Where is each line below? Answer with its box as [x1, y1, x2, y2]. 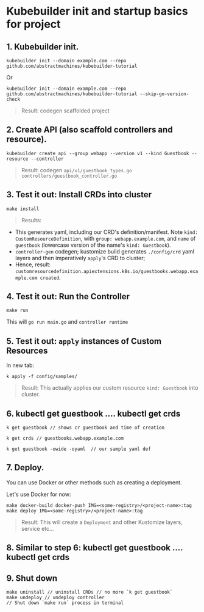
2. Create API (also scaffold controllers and [6, 125, 173, 135]
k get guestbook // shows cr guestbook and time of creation [6, 424, 165, 431]
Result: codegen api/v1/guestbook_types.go [21, 166, 132, 173]
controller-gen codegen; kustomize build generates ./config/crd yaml [15, 247, 195, 255]
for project [6, 17, 61, 31]
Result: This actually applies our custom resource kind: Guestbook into [21, 384, 199, 392]
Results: [21, 216, 41, 224]
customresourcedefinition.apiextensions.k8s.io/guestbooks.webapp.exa [15, 268, 199, 274]
